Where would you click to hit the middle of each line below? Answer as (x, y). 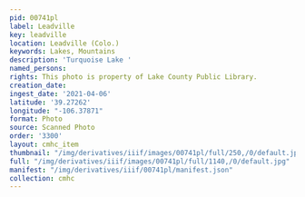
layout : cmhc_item (44, 144)
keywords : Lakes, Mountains (63, 52)
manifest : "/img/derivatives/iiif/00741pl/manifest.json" (121, 170)
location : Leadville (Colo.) (64, 43)
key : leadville (38, 34)
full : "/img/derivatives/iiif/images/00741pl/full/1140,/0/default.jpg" (150, 161)
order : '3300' (36, 136)
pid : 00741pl (34, 18)
